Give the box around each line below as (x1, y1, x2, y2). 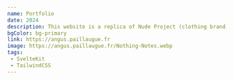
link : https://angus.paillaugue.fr (7, 36, 111, 43)
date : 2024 (7, 17, 39, 24)
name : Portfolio (7, 10, 54, 17)
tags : (7, 49, 23, 56)
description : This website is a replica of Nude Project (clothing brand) (7, 23, 229, 30)
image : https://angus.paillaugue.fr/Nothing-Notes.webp (7, 42, 173, 49)
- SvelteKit (10, 56, 45, 63)
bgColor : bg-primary (7, 29, 68, 37)
